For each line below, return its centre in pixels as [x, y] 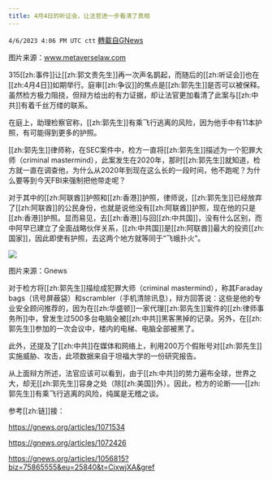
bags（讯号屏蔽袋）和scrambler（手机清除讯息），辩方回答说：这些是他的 [131, 298]
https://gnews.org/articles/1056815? [69, 458]
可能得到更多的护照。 [65, 132]
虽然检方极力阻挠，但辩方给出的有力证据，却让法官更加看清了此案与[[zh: [130, 95]
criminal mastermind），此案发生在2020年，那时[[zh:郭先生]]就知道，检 [142, 160]
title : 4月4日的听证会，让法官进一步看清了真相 [79, 16]
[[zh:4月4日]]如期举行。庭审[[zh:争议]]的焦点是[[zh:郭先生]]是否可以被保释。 [136, 84]
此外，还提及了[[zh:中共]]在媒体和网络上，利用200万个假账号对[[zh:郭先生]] [135, 345]
